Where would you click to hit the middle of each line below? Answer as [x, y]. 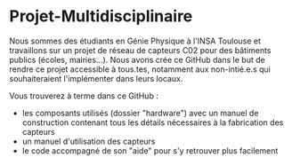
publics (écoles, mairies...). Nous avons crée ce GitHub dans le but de [137, 59]
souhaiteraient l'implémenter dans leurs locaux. [96, 78]
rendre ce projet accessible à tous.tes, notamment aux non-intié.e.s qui [140, 69]
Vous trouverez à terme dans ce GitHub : [84, 96]
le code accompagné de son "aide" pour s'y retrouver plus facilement [150, 150]
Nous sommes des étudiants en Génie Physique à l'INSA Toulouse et [135, 41]
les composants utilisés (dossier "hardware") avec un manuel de [140, 113]
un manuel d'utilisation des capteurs [89, 141]
